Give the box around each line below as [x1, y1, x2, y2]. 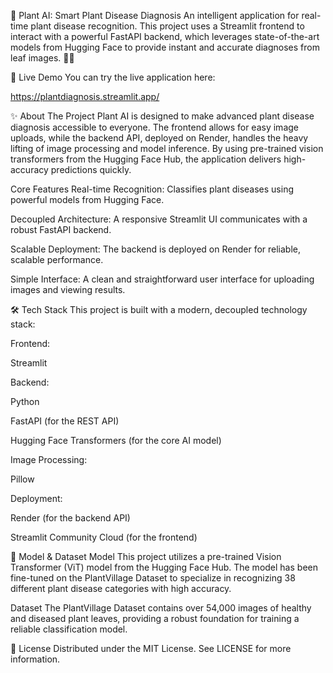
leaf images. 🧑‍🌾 [10, 52, 75, 64]
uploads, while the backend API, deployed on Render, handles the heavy [10, 132, 309, 144]
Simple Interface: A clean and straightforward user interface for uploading [10, 273, 315, 285]
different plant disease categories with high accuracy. [10, 583, 232, 594]
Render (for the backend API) [10, 512, 131, 524]
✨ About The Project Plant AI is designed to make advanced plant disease [10, 110, 315, 122]
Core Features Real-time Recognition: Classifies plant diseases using [10, 183, 294, 195]
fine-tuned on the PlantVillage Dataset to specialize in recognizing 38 [10, 572, 296, 584]
